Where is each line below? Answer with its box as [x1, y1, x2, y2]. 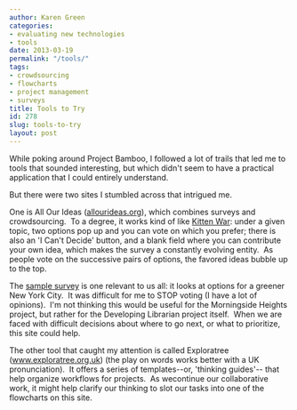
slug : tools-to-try [9, 121, 82, 130]
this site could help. [9, 327, 81, 338]
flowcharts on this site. [9, 392, 92, 403]
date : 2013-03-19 [9, 46, 74, 55]
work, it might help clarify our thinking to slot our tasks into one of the [9, 382, 265, 393]
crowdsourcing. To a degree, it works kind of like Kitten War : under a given [9, 215, 285, 227]
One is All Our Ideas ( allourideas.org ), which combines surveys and [9, 206, 256, 217]
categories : [9, 21, 53, 30]
